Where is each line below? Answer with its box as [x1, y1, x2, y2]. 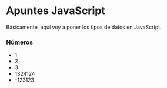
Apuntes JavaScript [6, 4, 106, 18]
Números [6, 38, 34, 46]
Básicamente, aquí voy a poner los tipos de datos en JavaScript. [6, 23, 162, 31]
